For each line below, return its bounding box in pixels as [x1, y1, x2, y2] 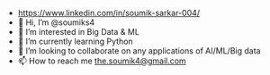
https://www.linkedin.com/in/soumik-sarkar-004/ [17, 8, 201, 18]
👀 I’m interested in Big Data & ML [17, 27, 139, 37]
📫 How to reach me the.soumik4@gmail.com [17, 55, 186, 66]
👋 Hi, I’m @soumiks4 [17, 17, 95, 28]
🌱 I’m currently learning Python [17, 36, 133, 46]
